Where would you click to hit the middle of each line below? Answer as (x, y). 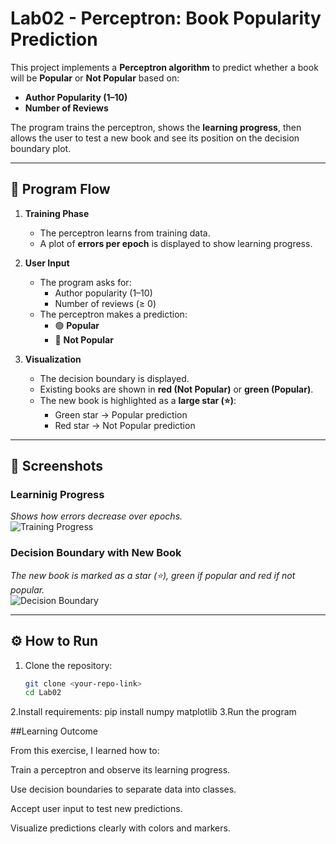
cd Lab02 (43, 693)
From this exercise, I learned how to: (85, 751)
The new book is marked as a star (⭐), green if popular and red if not (153, 575)
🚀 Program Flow (60, 189)
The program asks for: (85, 282)
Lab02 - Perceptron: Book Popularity (166, 18)
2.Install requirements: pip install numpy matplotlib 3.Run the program (153, 712)
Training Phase (57, 213)
